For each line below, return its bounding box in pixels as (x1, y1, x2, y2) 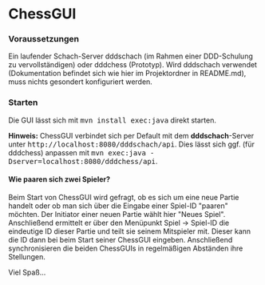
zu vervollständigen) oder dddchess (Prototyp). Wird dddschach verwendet (8, 60, 258, 70)
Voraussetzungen (8, 34, 80, 45)
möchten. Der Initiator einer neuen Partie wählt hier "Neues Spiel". (8, 209, 226, 219)
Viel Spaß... (8, 267, 46, 277)
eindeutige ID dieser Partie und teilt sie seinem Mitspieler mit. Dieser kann (8, 226, 251, 236)
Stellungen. (8, 251, 45, 261)
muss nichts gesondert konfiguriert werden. (8, 77, 153, 86)
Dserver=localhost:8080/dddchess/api (8, 157, 156, 166)
